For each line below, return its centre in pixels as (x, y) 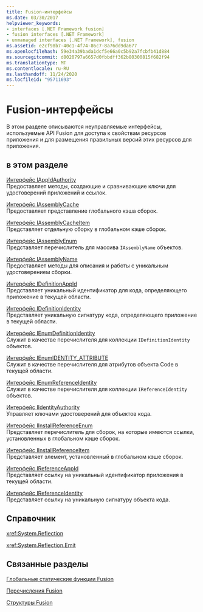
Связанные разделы (47, 564)
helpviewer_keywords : (34, 23)
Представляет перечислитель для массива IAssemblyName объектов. (95, 247)
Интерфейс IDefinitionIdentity (44, 308)
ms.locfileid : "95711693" (39, 80)
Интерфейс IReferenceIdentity (45, 493)
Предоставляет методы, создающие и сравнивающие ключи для (91, 186)
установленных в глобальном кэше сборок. (63, 438)
